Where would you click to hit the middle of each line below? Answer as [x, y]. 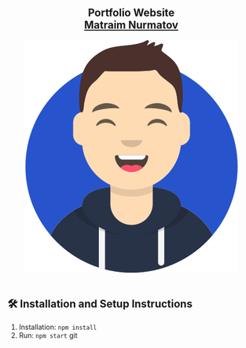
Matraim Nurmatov [131, 26]
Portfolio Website [131, 13]
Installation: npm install [58, 327]
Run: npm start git [48, 335]
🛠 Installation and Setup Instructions [100, 304]
